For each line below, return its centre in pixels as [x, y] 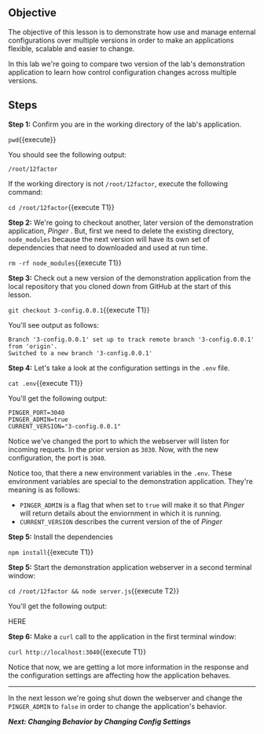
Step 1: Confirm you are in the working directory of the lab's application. [125, 124]
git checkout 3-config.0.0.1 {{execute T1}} [79, 310]
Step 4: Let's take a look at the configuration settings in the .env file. [119, 368]
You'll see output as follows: [54, 325]
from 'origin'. [33, 346]
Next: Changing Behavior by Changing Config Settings [99, 721]
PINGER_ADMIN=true [38, 420]
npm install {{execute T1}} [51, 552]
